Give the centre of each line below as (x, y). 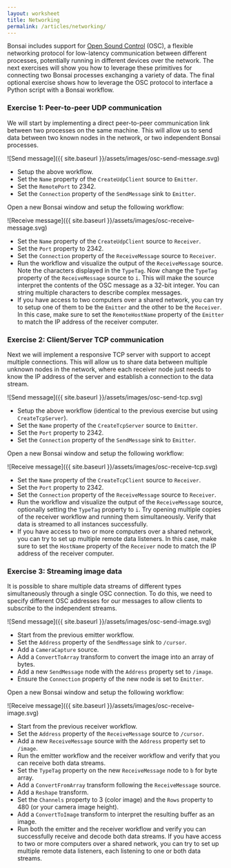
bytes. (26, 664)
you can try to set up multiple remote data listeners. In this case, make (117, 538)
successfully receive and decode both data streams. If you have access (119, 836)
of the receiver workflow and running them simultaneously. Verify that (116, 516)
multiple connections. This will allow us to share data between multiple (108, 362)
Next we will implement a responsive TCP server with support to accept (109, 354)
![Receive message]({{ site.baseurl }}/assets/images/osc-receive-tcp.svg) (112, 466)
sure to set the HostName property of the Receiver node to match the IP (117, 546)
